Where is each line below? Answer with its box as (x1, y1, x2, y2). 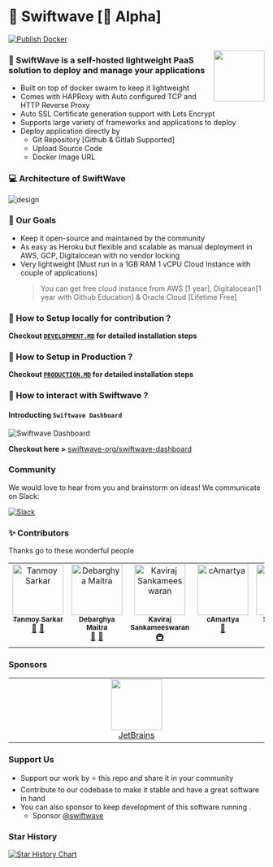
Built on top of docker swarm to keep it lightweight (19, 83, 189, 93)
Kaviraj (148, 615, 172, 624)
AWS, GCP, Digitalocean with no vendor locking (19, 250, 180, 260)
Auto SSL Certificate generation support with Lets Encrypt (19, 109, 215, 119)
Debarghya (78, 615, 115, 624)
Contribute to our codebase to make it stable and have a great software (19, 784, 260, 795)
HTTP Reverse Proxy (19, 101, 90, 111)
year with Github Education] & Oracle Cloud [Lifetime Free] (40, 292, 237, 301)
